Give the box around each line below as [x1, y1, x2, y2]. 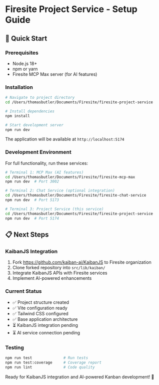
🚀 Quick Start [5, 34, 47, 43]
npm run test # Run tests [5, 355, 88, 360]
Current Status [5, 288, 42, 295]
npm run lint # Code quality [5, 364, 95, 369]
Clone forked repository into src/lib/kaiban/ [12, 265, 105, 271]
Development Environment [5, 149, 71, 156]
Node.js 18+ [12, 60, 37, 66]
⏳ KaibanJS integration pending [12, 322, 78, 328]
